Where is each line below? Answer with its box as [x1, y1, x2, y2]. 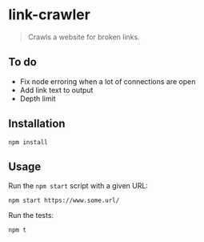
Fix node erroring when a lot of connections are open [19, 76, 196, 86]
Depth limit [19, 94, 56, 103]
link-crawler [8, 6, 90, 24]
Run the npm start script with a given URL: [8, 181, 148, 191]
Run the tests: [8, 211, 54, 220]
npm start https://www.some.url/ [8, 196, 120, 205]
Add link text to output [19, 85, 94, 95]
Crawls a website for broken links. [27, 32, 140, 42]
